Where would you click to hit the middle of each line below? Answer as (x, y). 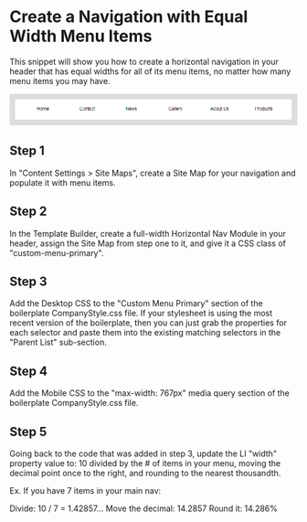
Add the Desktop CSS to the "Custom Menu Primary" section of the (136, 304)
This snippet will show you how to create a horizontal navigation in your (144, 61)
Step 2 (28, 212)
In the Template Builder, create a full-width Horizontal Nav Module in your (148, 233)
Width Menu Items (81, 36)
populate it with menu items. (63, 182)
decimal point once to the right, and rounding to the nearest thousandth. (145, 473)
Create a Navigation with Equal (129, 17)
